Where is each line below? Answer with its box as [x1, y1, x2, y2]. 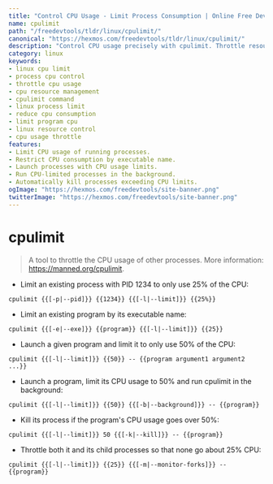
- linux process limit [8, 102, 85, 110]
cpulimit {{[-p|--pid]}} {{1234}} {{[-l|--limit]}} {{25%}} [8, 295, 217, 303]
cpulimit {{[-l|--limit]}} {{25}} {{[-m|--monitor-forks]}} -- [8, 460, 227, 469]
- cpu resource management [8, 87, 100, 96]
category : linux [8, 50, 63, 58]
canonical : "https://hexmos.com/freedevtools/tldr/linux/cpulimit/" [8, 34, 245, 43]
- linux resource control [8, 125, 96, 133]
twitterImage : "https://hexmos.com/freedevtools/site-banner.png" [8, 192, 238, 201]
